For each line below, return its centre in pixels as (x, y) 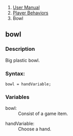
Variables (17, 97)
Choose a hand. (35, 129)
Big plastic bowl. (22, 60)
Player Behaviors (30, 13)
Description (20, 49)
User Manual (26, 7)
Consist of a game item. (43, 114)
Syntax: (15, 73)
